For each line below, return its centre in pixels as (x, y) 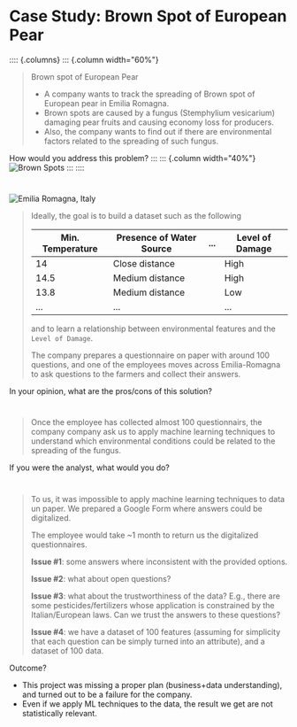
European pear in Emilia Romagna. (107, 103)
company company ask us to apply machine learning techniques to (153, 432)
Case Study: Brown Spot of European (148, 16)
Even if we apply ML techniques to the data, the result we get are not (148, 704)
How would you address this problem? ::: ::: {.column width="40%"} (133, 158)
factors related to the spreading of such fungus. (131, 141)
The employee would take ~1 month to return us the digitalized (145, 535)
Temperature (70, 249)
